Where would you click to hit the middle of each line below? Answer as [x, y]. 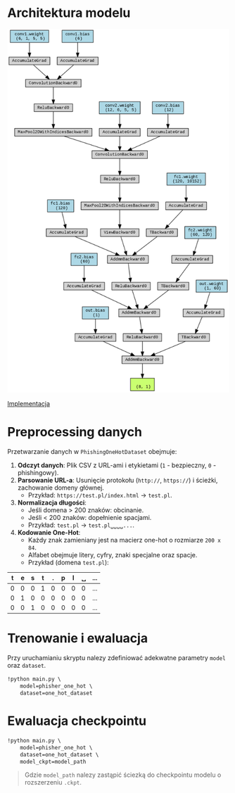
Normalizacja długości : [52, 502]
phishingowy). [38, 472]
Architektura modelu [69, 13]
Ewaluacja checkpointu [77, 721]
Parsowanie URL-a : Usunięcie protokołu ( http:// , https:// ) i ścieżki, [118, 480]
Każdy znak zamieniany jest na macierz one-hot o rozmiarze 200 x [125, 540]
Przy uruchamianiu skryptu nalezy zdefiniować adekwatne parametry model [117, 658]
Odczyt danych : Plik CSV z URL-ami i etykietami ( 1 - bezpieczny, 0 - [117, 465]
